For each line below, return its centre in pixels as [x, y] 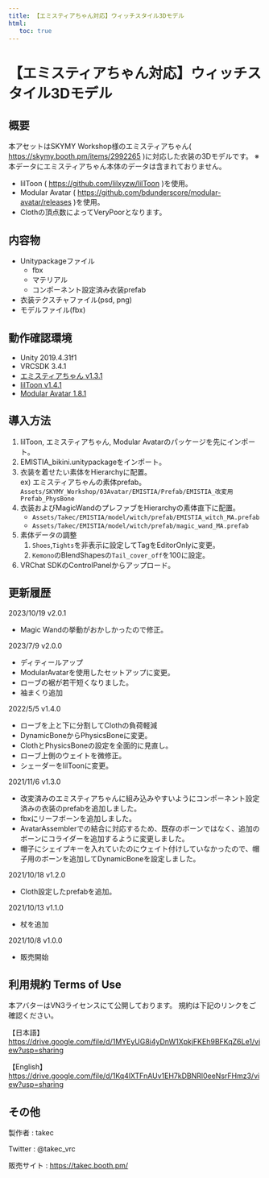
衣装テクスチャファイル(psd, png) [76, 300]
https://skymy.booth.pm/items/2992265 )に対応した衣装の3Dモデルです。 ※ [134, 156]
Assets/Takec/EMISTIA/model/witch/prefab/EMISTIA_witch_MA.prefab [146, 517]
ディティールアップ [51, 662]
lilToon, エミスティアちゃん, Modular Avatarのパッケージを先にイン [130, 442]
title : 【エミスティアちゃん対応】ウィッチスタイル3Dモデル [97, 16]
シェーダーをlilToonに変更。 [66, 765]
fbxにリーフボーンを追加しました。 [78, 818]
